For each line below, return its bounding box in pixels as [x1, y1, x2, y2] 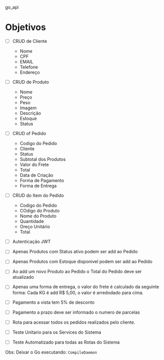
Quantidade [19, 218, 44, 224]
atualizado [12, 274, 34, 280]
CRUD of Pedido [12, 131, 46, 137]
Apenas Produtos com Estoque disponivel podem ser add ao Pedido [12, 259, 153, 265]
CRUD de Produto [12, 79, 49, 85]
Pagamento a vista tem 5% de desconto [12, 299, 95, 305]
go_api [5, 4, 19, 10]
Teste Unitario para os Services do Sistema [12, 329, 101, 335]
